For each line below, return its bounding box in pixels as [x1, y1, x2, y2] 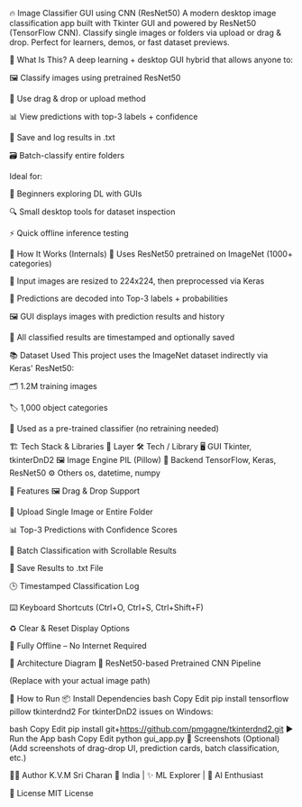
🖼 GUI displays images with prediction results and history [9, 311, 225, 322]
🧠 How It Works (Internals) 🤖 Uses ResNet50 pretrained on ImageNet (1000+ [9, 249, 293, 259]
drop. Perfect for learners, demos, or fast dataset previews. [9, 37, 230, 48]
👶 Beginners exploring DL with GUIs [9, 188, 142, 199]
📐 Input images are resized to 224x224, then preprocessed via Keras [9, 276, 265, 286]
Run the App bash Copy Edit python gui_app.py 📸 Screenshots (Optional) [9, 733, 280, 744]
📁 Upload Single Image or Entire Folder [9, 506, 153, 517]
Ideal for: [9, 171, 43, 181]
